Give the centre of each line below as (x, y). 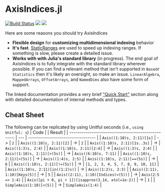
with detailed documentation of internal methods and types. (66, 99)
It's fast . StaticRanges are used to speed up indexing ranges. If (77, 48)
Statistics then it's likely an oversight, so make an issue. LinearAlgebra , (86, 74)
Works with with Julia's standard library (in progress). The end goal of (85, 58)
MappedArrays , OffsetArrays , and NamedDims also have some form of (80, 79)
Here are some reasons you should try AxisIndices (56, 33)
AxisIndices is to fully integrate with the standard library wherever (79, 63)
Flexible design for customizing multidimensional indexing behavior (83, 43)
